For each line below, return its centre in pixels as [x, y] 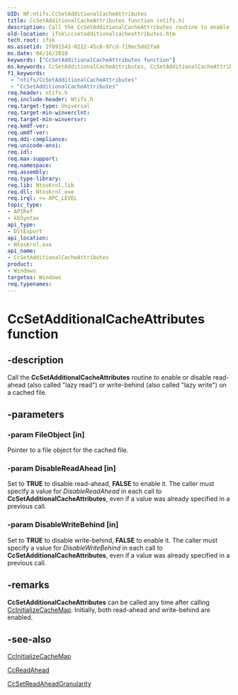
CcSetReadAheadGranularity [50, 684]
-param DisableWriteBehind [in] [63, 525]
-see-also [29, 639]
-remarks [28, 585]
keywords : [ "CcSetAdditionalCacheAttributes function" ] [91, 60]
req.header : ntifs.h [38, 93]
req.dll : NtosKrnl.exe [41, 192]
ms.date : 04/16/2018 [38, 54]
